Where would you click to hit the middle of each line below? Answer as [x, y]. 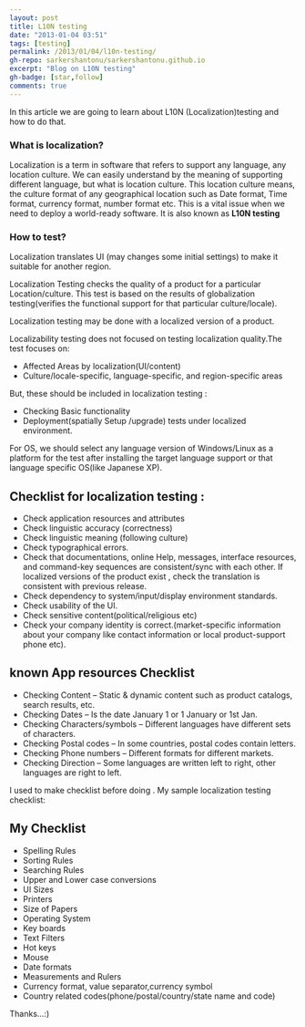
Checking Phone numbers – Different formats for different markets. [148, 752]
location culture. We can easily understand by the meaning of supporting [147, 174]
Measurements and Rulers [72, 976]
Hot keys [39, 947]
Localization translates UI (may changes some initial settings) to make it [144, 257]
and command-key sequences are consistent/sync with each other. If [153, 567]
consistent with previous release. [85, 586]
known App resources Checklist [102, 673]
